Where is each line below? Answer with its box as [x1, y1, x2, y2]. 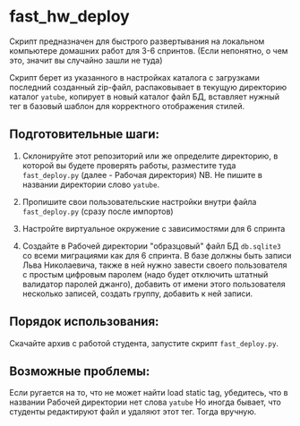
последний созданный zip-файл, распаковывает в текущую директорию [9, 81, 287, 92]
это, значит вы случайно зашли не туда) [9, 55, 163, 65]
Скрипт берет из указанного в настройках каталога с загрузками [9, 72, 260, 82]
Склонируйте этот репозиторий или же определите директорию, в [21, 150, 279, 161]
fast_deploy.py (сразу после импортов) [21, 206, 174, 217]
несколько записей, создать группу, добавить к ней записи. [21, 288, 253, 299]
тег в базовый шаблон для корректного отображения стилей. [9, 100, 244, 111]
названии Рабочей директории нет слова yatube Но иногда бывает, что [9, 396, 282, 408]
